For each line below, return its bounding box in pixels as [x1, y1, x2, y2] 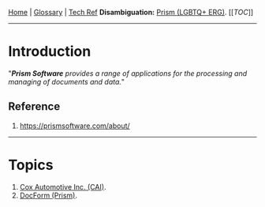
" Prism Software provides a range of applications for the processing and [8, 68, 248, 78]
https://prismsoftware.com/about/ [19, 121, 130, 130]
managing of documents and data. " [8, 77, 125, 86]
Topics [8, 156, 54, 174]
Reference [8, 100, 61, 114]
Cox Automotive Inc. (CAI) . [19, 182, 106, 191]
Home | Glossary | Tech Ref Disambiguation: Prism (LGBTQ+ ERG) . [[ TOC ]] [8, 8, 254, 17]
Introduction [8, 43, 91, 61]
